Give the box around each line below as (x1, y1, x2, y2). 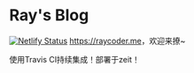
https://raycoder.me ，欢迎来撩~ (69, 35, 186, 46)
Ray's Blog (9, 5, 89, 26)
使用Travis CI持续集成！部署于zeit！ (9, 54, 140, 64)
